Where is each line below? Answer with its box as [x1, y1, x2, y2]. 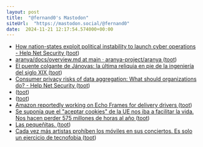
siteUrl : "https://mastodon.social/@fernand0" [6, 20, 130, 26]
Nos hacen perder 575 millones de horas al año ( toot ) [15, 115, 150, 122]
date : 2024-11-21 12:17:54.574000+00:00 [6, 26, 114, 32]
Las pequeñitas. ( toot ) [15, 121, 72, 129]
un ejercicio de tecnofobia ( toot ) [15, 134, 97, 141]
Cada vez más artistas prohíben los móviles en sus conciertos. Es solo [15, 127, 193, 135]
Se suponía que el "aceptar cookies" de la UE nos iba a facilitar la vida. [15, 108, 194, 115]
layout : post [6, 9, 40, 15]
